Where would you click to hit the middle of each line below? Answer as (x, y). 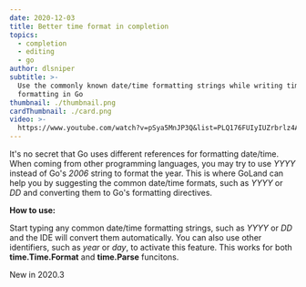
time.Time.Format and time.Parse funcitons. (94, 257)
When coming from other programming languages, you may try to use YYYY (153, 164)
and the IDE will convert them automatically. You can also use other (136, 237)
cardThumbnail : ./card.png (61, 111)
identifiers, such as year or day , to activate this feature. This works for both (151, 247)
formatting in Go (51, 94)
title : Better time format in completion (89, 26)
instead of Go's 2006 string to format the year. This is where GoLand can (147, 173)
